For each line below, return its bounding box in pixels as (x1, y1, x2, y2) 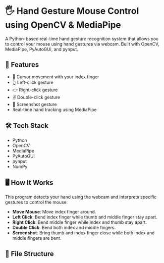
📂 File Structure (5, 250, 54, 258)
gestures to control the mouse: (5, 199, 68, 205)
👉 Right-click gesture (12, 87, 58, 93)
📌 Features (5, 60, 39, 69)
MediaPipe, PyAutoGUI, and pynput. (5, 46, 78, 52)
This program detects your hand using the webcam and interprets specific (5, 194, 157, 200)
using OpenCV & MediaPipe (5, 19, 121, 31)
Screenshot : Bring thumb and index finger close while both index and (12, 230, 155, 236)
